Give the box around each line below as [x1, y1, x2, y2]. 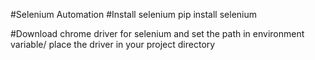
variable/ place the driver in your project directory [10, 39, 216, 50]
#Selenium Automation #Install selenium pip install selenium [10, 9, 258, 20]
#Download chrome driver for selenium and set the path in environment [10, 28, 305, 39]
